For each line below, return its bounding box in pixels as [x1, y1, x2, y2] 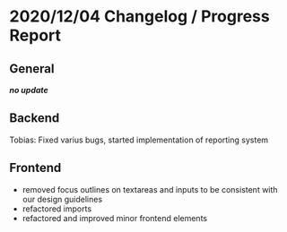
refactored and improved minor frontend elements [22, 212, 208, 223]
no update [9, 85, 49, 95]
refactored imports [22, 203, 92, 214]
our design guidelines [22, 193, 103, 204]
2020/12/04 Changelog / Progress [9, 6, 271, 27]
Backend [9, 110, 60, 126]
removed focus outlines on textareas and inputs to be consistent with [22, 184, 278, 194]
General [9, 61, 56, 76]
